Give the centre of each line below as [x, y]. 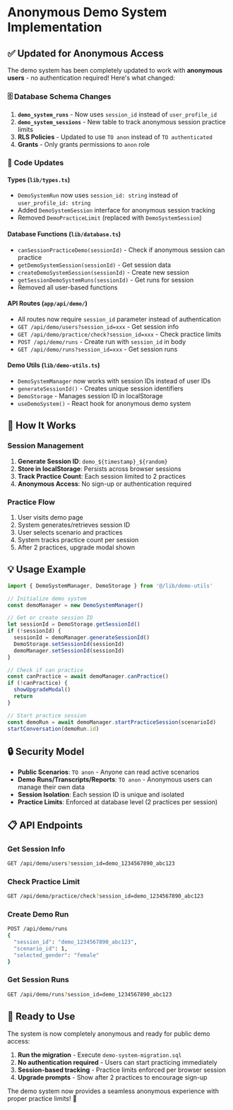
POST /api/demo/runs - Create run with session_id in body [102, 341]
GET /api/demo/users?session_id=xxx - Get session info [98, 326]
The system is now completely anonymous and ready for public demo [109, 1033]
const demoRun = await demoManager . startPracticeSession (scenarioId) [112, 722]
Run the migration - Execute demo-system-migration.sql [100, 1055]
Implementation [55, 27]
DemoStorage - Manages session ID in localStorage [90, 396]
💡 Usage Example [47, 569]
